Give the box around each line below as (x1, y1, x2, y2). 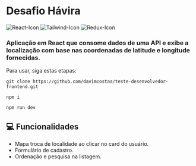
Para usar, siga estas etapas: (6, 67, 77, 74)
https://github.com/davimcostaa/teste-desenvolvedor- (32, 79, 169, 84)
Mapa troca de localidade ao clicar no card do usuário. (14, 140, 149, 148)
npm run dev (6, 105, 36, 111)
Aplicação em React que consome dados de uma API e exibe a (6, 39, 189, 47)
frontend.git (6, 84, 39, 90)
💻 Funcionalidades (6, 121, 79, 131)
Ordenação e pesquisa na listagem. (14, 153, 102, 160)
